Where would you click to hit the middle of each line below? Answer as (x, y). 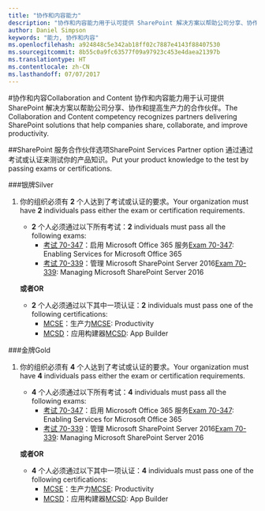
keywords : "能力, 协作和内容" (54, 38)
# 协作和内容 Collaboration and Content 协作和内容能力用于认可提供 (116, 98)
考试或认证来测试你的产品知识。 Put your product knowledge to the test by (129, 160)
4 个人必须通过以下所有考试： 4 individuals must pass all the (129, 392)
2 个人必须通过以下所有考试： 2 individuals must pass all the (129, 227)
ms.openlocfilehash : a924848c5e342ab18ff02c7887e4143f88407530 (114, 45)
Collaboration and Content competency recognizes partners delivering (123, 116)
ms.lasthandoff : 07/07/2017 (54, 74)
